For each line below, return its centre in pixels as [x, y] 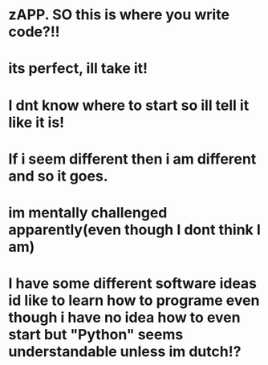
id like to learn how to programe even [134, 300]
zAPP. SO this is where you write [119, 15]
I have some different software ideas [133, 284]
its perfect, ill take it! [78, 69]
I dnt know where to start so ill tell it [129, 105]
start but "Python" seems [96, 335]
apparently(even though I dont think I [134, 229]
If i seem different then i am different [132, 159]
